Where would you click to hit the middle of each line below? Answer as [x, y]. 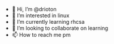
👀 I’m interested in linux [41, 15]
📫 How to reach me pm [41, 35]
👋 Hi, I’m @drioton [34, 9]
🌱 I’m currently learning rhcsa [48, 22]
